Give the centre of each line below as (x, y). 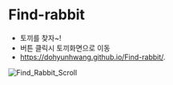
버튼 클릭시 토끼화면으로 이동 (65, 48)
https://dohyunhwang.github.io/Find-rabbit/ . (93, 57)
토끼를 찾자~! (40, 38)
